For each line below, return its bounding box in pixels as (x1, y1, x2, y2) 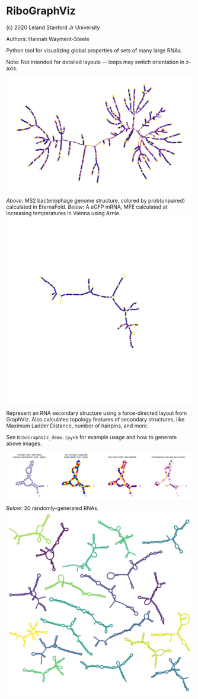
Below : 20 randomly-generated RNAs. (6, 505, 99, 512)
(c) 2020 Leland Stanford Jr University (6, 24, 100, 31)
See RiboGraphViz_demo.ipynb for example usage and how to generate (6, 434, 177, 441)
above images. (6, 440, 42, 447)
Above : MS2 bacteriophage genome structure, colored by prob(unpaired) (6, 197, 186, 204)
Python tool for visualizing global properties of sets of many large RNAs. (6, 46, 183, 54)
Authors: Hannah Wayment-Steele (6, 35, 90, 42)
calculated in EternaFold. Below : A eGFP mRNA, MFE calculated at (6, 203, 168, 210)
